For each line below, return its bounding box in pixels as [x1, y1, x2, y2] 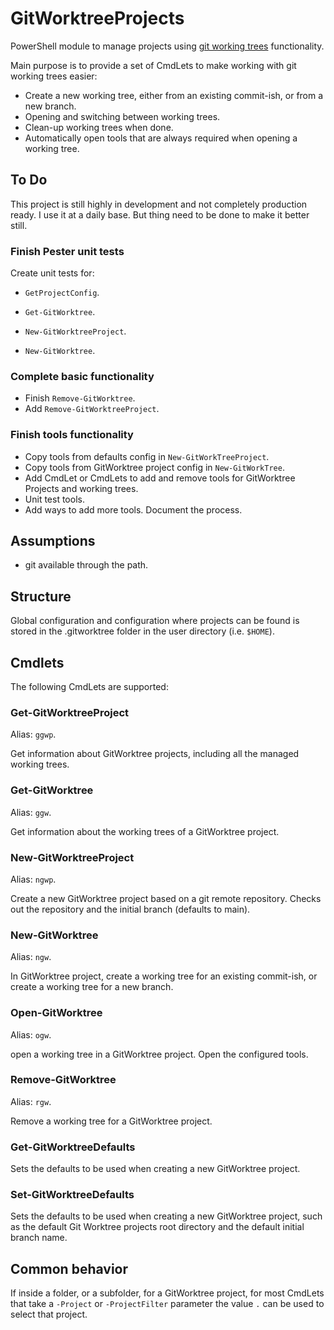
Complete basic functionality [10, 369, 155, 383]
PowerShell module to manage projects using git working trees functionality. [10, 40, 325, 52]
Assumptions [10, 533, 96, 550]
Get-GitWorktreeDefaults [10, 1140, 136, 1154]
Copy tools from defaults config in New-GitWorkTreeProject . [24, 450, 270, 462]
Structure [10, 588, 72, 605]
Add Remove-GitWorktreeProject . [24, 403, 160, 415]
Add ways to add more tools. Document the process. [24, 503, 243, 516]
